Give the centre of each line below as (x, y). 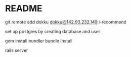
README (24, 9)
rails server (17, 50)
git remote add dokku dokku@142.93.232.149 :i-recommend (66, 22)
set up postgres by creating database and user (53, 31)
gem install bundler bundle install (39, 41)
